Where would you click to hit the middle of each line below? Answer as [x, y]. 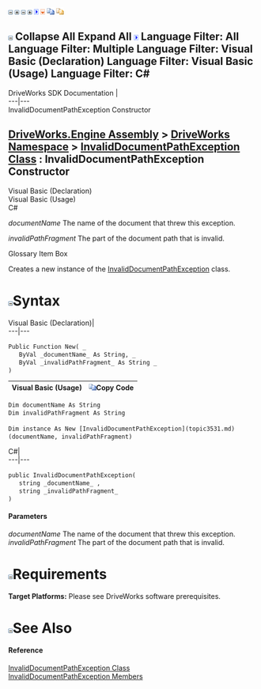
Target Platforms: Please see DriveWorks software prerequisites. [115, 596]
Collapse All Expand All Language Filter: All [127, 37]
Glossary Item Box [38, 253]
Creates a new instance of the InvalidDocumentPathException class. [119, 269]
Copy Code [115, 388]
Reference [26, 650]
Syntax [37, 301]
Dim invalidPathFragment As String [67, 413]
